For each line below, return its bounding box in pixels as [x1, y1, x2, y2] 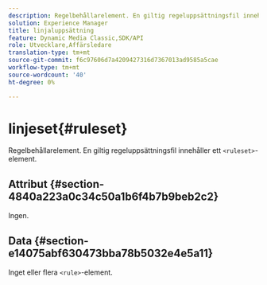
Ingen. [8, 211, 29, 221]
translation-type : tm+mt [8, 49, 91, 57]
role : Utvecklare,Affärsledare [8, 41, 112, 49]
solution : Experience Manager [8, 19, 109, 27]
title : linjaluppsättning [8, 26, 94, 34]
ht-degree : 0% [8, 78, 56, 86]
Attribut [8, 177, 48, 191]
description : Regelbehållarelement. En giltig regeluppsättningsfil [8, 11, 240, 20]
